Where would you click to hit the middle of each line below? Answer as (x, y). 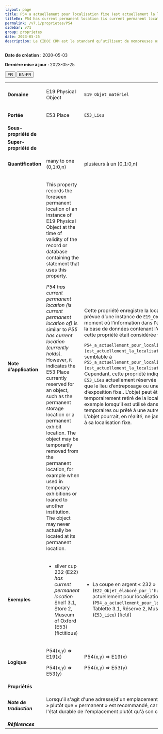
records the (59, 190)
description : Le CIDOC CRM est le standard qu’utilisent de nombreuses (79, 41)
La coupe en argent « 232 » (124, 584)
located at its (61, 536)
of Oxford (65, 621)
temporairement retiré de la (115, 398)
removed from (62, 451)
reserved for (60, 384)
